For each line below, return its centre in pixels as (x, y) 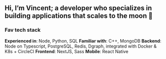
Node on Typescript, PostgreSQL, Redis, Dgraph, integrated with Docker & (81, 46)
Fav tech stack (23, 30)
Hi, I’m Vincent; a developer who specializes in (78, 8)
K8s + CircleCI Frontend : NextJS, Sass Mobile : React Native (67, 51)
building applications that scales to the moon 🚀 (79, 16)
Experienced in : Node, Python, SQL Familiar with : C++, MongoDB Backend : (83, 41)
